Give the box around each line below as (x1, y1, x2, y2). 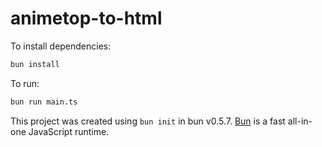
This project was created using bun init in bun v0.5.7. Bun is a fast (10, 115, 286, 127)
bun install (10, 59, 60, 69)
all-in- (287, 115, 313, 127)
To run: (10, 77, 40, 89)
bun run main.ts (10, 97, 78, 107)
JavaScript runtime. (28, 125, 110, 137)
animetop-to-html (10, 7, 163, 30)
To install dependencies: (10, 40, 112, 52)
